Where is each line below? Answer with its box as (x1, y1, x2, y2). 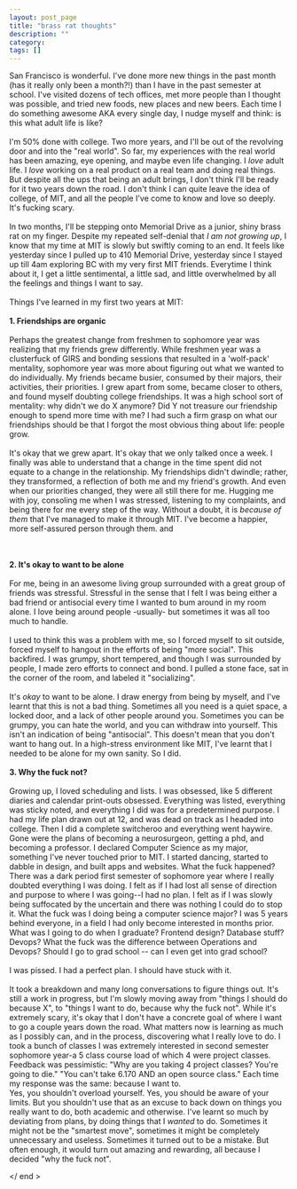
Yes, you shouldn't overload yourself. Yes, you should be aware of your (9, 1088, 270, 1098)
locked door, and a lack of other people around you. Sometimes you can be (9, 710, 285, 721)
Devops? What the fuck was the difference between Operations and (9, 937, 257, 947)
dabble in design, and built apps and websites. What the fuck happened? (9, 861, 276, 872)
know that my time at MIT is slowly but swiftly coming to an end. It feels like (9, 241, 285, 251)
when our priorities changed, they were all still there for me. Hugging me (9, 486, 274, 496)
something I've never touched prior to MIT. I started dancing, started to (9, 852, 269, 862)
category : (9, 37, 46, 47)
